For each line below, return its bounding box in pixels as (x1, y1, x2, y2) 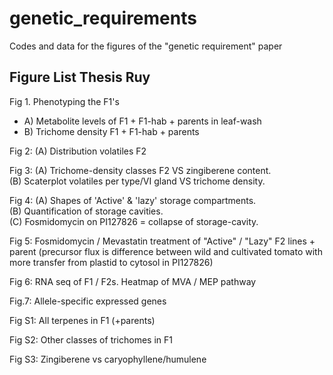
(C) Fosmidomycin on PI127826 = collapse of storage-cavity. (9, 215, 259, 227)
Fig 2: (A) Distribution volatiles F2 (9, 145, 147, 157)
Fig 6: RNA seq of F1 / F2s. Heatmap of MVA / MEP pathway (9, 275, 257, 287)
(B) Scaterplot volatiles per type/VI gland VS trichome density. (9, 175, 266, 187)
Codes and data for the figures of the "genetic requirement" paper (9, 40, 283, 52)
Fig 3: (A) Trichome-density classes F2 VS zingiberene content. (9, 164, 272, 176)
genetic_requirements (9, 7, 197, 30)
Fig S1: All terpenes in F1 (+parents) (9, 314, 156, 326)
